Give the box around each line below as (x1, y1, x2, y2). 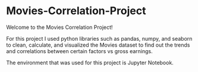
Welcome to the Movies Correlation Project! (6, 24, 113, 31)
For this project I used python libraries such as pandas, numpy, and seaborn (6, 35, 193, 42)
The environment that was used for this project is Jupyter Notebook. (6, 59, 174, 66)
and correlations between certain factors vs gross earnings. (6, 47, 153, 54)
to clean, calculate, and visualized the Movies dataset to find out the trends (6, 41, 190, 48)
